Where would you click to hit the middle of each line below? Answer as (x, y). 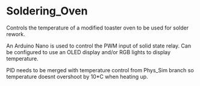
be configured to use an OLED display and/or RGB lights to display (88, 52)
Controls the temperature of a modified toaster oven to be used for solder (97, 28)
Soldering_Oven (47, 11)
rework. (16, 34)
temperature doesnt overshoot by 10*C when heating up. (77, 76)
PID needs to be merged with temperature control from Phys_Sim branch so (100, 70)
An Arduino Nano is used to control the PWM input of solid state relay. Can (99, 46)
